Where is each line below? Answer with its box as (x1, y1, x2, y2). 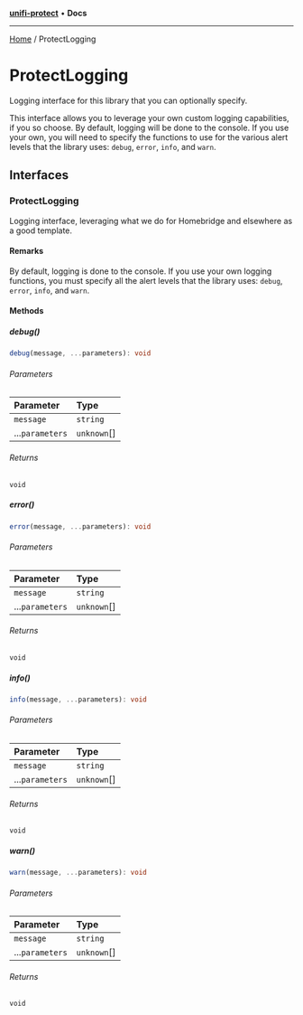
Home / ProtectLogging (9, 33, 96, 44)
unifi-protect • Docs (9, 8, 87, 18)
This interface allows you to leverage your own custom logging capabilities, (9, 112, 290, 123)
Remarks (9, 246, 44, 257)
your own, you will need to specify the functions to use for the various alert (9, 131, 289, 143)
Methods (9, 305, 44, 316)
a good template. (9, 225, 73, 236)
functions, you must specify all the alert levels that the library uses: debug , (9, 275, 283, 286)
